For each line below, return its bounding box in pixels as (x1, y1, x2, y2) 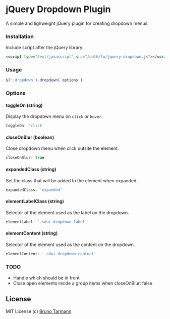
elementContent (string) (6, 230, 58, 236)
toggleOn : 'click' (6, 123, 44, 129)
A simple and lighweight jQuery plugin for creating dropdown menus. (6, 20, 149, 26)
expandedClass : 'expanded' (6, 187, 63, 192)
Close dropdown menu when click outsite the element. (6, 145, 119, 151)
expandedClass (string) (6, 166, 56, 172)
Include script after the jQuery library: (6, 45, 84, 51)
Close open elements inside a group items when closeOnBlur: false (13, 280, 153, 286)
